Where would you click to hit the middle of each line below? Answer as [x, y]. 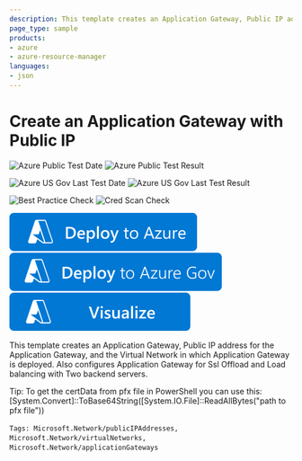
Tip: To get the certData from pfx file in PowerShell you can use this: [136, 391]
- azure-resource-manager [58, 57]
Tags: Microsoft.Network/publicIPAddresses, [94, 428]
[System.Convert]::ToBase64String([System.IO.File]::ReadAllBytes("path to [147, 401]
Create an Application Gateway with [147, 122]
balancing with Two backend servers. [79, 374]
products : [28, 38]
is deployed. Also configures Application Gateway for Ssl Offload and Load [147, 364]
